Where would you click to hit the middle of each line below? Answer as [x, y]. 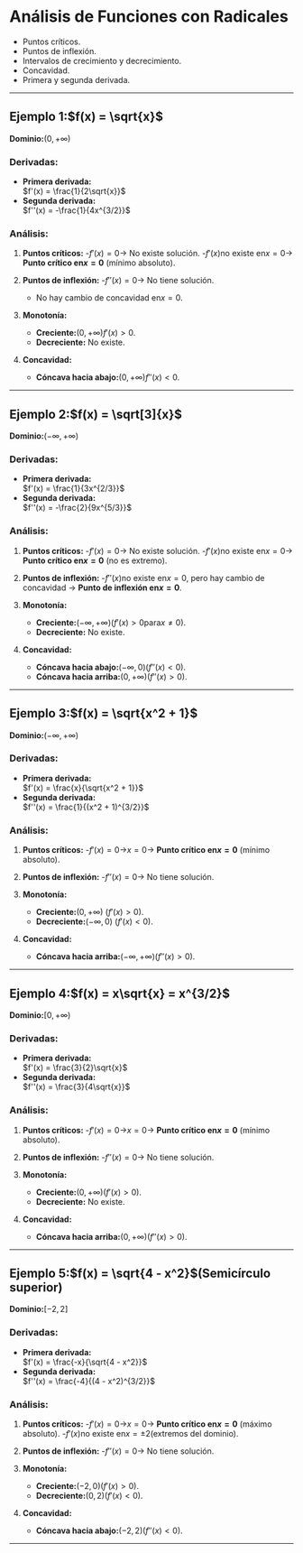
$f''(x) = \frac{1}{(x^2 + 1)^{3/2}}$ [86, 807]
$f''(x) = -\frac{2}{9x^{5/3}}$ [77, 508]
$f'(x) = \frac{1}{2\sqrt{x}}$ [74, 191]
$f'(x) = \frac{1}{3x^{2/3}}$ [73, 488]
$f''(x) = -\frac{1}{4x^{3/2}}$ [76, 210]
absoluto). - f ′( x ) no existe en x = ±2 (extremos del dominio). [130, 1433]
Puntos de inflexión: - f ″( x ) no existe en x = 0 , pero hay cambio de [143, 578]
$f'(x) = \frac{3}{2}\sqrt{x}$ [75, 1068]
